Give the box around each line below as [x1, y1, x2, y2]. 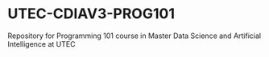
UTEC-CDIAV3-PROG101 [7, 5, 175, 23]
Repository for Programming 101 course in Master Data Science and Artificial [7, 31, 262, 40]
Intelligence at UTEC [7, 39, 76, 48]
